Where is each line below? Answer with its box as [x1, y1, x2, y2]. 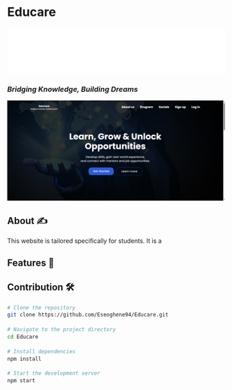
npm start [7, 378, 36, 384]
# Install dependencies [7, 348, 76, 355]
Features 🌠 [7, 257, 55, 269]
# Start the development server [7, 370, 100, 377]
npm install [7, 355, 42, 362]
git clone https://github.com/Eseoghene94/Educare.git [7, 312, 169, 319]
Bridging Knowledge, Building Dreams [7, 84, 139, 94]
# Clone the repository [7, 304, 76, 311]
